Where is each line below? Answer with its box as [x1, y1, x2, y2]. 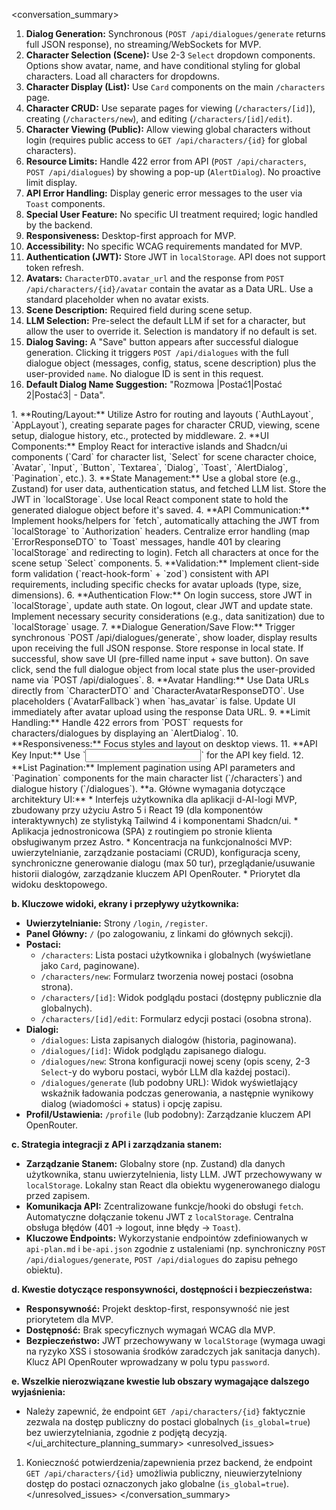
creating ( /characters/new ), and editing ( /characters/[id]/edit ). [25, 113, 293, 124]
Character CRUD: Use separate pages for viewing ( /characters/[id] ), [25, 102, 316, 114]
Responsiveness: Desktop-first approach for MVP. [25, 230, 237, 241]
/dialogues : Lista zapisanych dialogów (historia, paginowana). [40, 1034, 297, 1046]
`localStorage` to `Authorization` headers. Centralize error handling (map [11, 525, 311, 537]
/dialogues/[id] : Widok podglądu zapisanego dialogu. [40, 1045, 267, 1056]
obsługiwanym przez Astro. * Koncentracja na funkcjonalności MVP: [11, 836, 293, 848]
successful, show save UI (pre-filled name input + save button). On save [11, 653, 309, 664]
